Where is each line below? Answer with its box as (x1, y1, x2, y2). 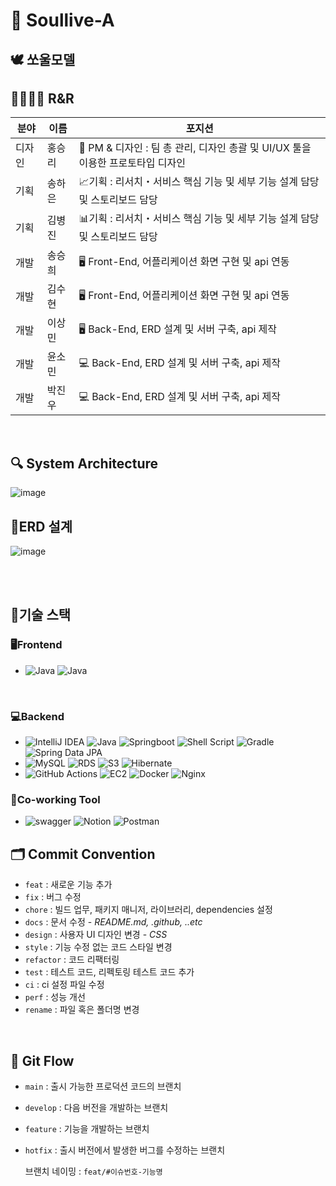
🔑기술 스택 (10, 607, 72, 624)
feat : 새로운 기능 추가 (24, 879, 113, 891)
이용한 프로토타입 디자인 (78, 156, 186, 170)
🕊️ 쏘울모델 (10, 51, 76, 68)
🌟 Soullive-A (10, 9, 115, 32)
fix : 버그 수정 (24, 891, 82, 903)
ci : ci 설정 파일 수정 (24, 979, 105, 991)
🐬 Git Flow (10, 1052, 75, 1069)
